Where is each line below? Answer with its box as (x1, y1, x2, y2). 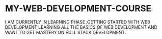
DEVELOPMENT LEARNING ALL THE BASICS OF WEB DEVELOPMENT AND (5, 24, 158, 30)
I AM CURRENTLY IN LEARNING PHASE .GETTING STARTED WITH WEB (5, 19, 151, 25)
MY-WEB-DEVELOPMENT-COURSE (5, 3, 152, 14)
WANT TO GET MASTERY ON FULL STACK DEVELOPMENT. (5, 29, 126, 35)
